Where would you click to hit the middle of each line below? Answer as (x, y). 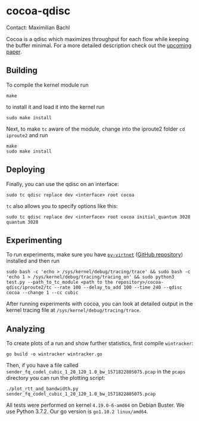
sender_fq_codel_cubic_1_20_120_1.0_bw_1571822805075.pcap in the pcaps (96, 372)
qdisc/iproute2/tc (29, 287)
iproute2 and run (27, 135)
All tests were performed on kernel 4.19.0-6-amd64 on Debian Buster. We (95, 405)
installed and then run (33, 261)
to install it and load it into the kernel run (55, 107)
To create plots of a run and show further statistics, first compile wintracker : (100, 343)
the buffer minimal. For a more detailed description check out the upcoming (99, 45)
